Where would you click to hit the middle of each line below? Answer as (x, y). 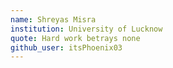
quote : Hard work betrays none (75, 38)
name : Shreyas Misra (53, 19)
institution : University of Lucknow (86, 29)
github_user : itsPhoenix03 (66, 47)
